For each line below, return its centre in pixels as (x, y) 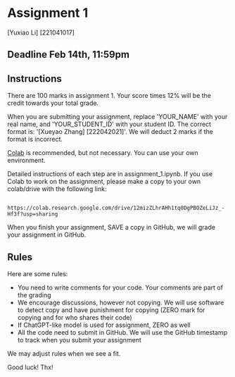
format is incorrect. (35, 140)
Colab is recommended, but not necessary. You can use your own (103, 153)
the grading (34, 295)
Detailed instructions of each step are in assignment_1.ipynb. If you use (110, 174)
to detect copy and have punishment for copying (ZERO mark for (111, 310)
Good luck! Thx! (31, 367)
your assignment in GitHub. (47, 235)
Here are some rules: (38, 273)
